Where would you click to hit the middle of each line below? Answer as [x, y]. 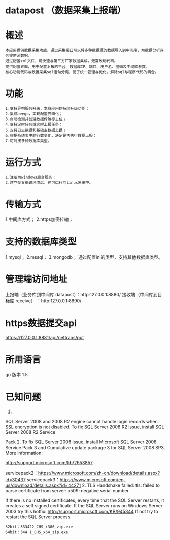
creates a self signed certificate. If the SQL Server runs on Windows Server [84, 505]
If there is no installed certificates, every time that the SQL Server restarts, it [85, 500]
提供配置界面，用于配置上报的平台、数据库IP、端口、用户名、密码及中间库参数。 [77, 67]
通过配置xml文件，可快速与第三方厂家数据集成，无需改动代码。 [62, 61]
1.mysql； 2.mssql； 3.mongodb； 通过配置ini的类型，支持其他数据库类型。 [84, 257]
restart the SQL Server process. [39, 517]
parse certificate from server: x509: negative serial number [67, 490]
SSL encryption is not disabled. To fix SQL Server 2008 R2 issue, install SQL [85, 427]
